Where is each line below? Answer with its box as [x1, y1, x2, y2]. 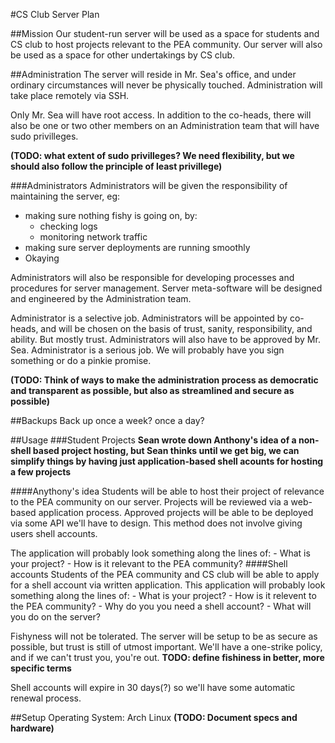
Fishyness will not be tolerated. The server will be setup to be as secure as [10, 630, 318, 642]
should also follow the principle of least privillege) [10, 160, 223, 172]
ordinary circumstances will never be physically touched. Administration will [10, 79, 323, 91]
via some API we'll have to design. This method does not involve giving [10, 517, 303, 529]
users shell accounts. [10, 528, 98, 539]
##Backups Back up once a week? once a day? [10, 415, 205, 426]
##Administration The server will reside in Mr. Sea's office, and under [10, 69, 297, 80]
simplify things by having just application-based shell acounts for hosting [10, 455, 324, 467]
